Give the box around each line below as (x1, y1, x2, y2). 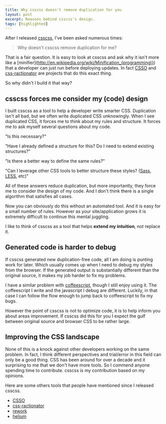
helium (12, 413, 26, 419)
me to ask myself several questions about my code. (5, 123, 111, 130)
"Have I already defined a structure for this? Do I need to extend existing (5, 143, 154, 149)
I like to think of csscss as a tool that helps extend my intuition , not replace (5, 223, 160, 229)
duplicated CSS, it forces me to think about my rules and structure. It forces (5, 118, 161, 124)
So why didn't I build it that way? (5, 80, 72, 86)
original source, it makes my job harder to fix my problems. (5, 272, 126, 278)
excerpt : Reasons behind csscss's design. (5, 16, 95, 21)
